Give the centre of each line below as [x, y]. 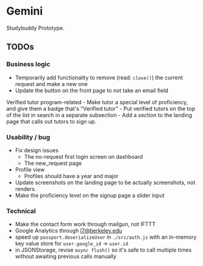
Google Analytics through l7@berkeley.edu [68, 231]
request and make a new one [51, 84]
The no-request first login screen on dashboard [84, 156]
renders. [25, 188]
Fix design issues [37, 150]
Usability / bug [28, 137]
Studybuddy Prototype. [35, 28]
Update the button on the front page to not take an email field [92, 90]
